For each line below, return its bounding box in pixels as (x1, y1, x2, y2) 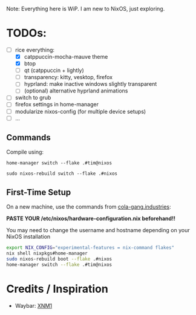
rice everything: (15, 46, 55, 53)
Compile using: (6, 148, 44, 156)
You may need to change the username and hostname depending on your (6, 227, 190, 234)
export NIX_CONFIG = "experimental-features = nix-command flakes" (6, 245, 174, 251)
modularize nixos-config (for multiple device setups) (15, 108, 146, 115)
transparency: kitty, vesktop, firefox (24, 74, 113, 81)
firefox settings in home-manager (15, 101, 99, 108)
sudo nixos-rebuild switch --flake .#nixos (6, 170, 118, 177)
